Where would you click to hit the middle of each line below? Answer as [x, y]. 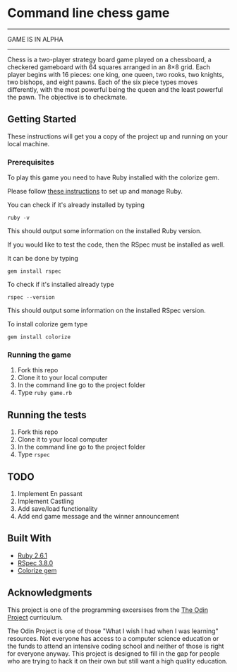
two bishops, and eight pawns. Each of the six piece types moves [103, 82]
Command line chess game [89, 13]
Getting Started [42, 119]
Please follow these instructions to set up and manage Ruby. [95, 191]
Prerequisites [31, 162]
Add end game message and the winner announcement [98, 516]
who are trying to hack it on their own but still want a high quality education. [117, 661]
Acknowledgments [50, 593]
